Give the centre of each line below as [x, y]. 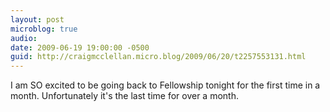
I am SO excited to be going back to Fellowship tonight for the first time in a [165, 85]
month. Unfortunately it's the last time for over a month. [124, 96]
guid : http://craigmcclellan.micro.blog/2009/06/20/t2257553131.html [158, 57]
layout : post [37, 19]
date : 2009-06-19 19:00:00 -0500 [80, 47]
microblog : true [44, 29]
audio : [24, 38]
